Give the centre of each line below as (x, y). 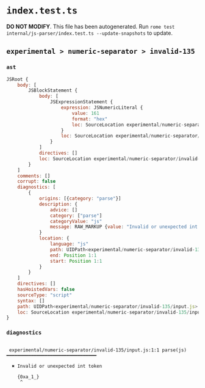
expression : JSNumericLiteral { (102, 108)
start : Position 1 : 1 (76, 261)
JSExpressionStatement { (81, 102)
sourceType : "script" (45, 295)
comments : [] (34, 176)
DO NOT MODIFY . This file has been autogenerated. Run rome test (91, 26)
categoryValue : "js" (76, 221)
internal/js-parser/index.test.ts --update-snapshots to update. (89, 33)
